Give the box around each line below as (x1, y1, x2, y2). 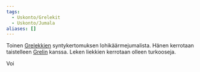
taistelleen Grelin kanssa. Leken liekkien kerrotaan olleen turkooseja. (6, 49, 177, 56)
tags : (6, 8, 20, 15)
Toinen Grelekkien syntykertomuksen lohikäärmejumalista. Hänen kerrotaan (6, 42, 195, 49)
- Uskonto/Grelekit (11, 14, 61, 20)
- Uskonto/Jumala (11, 20, 55, 26)
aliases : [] (6, 25, 36, 32)
